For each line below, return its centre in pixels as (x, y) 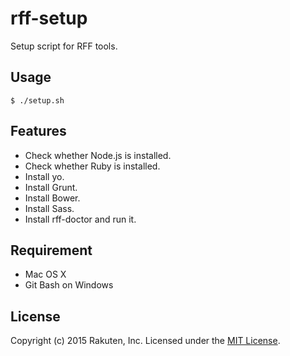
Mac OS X (45, 274)
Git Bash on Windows (69, 285)
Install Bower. (52, 198)
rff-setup (49, 18)
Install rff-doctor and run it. (80, 219)
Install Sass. (49, 208)
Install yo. (44, 176)
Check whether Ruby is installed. (92, 166)
